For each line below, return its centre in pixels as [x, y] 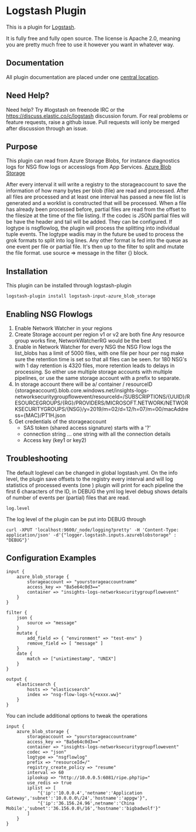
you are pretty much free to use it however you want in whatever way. [90, 44]
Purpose [22, 147]
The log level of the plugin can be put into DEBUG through [76, 519]
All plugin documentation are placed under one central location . [83, 77]
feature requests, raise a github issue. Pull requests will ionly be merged [93, 122]
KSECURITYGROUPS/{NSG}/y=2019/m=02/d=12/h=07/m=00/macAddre [102, 409]
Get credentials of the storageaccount [60, 422]
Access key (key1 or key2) [55, 440]
